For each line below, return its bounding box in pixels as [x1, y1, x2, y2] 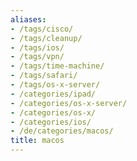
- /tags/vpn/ [10, 52, 65, 62]
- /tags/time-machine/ [10, 61, 105, 71]
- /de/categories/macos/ [10, 126, 114, 136]
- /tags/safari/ [10, 71, 78, 81]
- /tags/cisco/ [10, 24, 74, 34]
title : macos [10, 136, 65, 146]
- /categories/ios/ [10, 117, 92, 127]
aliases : [10, 14, 47, 25]
